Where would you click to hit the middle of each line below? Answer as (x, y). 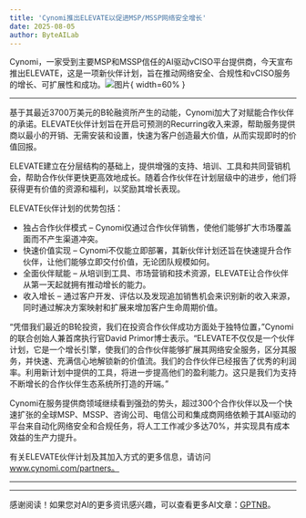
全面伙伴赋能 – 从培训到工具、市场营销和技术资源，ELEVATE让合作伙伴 (156, 274)
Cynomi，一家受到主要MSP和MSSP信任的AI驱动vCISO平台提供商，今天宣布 (151, 62)
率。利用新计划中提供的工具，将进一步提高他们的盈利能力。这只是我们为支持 (153, 373)
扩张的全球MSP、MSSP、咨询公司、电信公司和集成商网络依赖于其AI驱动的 (157, 415)
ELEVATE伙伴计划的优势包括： (66, 208)
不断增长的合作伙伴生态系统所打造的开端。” (89, 384)
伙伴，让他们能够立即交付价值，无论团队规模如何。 (118, 262)
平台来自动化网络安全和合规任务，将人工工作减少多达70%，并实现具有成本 (150, 426)
